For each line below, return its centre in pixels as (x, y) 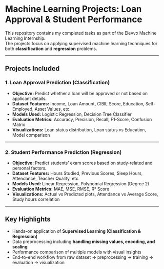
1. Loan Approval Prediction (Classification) (57, 83)
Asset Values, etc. (52, 109)
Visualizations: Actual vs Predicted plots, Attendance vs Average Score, (85, 194)
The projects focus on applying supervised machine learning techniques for (81, 43)
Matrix (19, 124)
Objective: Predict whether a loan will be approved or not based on (80, 93)
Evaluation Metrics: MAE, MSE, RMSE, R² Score (61, 189)
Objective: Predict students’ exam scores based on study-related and (82, 163)
